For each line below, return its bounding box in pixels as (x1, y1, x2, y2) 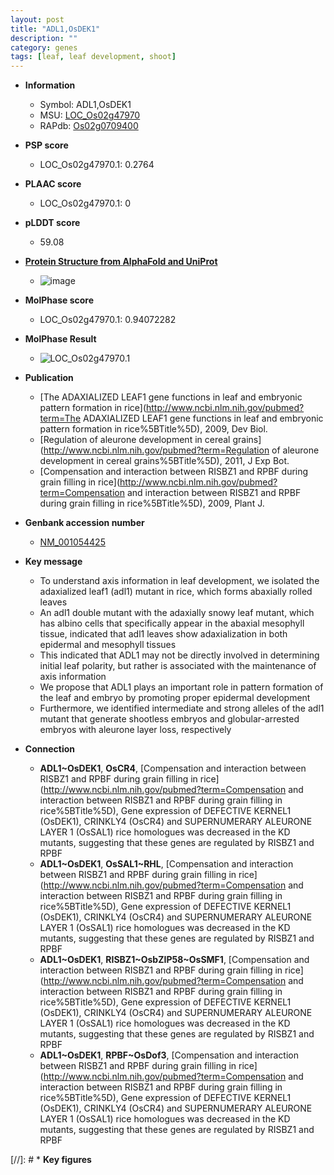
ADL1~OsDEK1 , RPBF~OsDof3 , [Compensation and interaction (39, 1049, 299, 1061)
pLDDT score (24, 217, 81, 229)
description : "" (10, 33, 78, 43)
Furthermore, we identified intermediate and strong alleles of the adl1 (39, 702, 325, 715)
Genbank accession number (24, 517, 145, 529)
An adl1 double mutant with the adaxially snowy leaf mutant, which (39, 607, 315, 619)
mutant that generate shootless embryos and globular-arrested (39, 713, 300, 725)
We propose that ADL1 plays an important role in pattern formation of (39, 681, 324, 693)
